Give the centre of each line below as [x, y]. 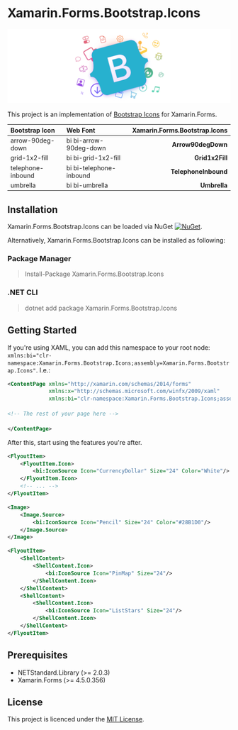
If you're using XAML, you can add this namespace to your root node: [109, 347]
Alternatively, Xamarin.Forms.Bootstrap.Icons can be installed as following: [116, 240]
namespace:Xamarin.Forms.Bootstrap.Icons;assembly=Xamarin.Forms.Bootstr [119, 363]
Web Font [81, 130]
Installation [33, 210]
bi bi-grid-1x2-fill [93, 158]
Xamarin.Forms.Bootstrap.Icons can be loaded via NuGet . [105, 227]
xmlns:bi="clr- [30, 355]
